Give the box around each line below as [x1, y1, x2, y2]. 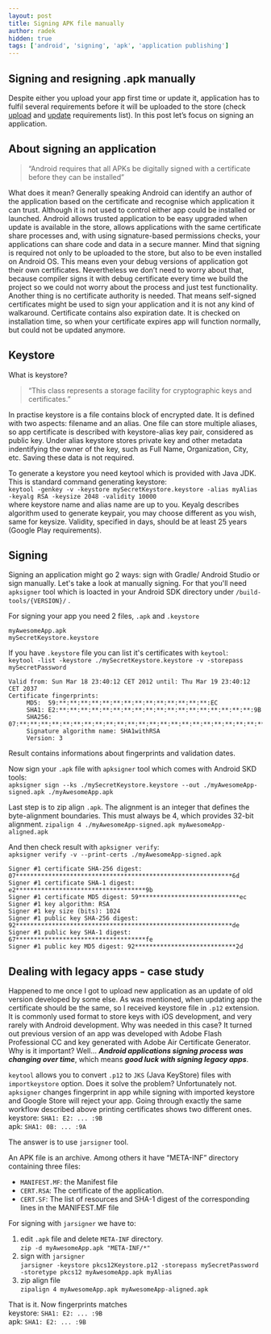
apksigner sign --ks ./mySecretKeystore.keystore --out [8, 781, 200, 789]
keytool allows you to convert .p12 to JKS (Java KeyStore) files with [8, 1070, 231, 1080]
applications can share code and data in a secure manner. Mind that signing [8, 239, 261, 249]
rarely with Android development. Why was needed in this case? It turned [8, 1020, 252, 1030]
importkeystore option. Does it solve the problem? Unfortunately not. [8, 1079, 237, 1089]
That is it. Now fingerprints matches [8, 1300, 127, 1310]
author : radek [8, 27, 56, 35]
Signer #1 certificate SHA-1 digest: [8, 879, 135, 888]
